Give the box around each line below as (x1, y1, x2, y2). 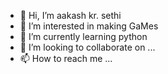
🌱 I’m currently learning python (19, 31, 148, 42)
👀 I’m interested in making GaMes (19, 20, 159, 32)
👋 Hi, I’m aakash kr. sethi (19, 10, 122, 21)
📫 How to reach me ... (19, 53, 113, 64)
